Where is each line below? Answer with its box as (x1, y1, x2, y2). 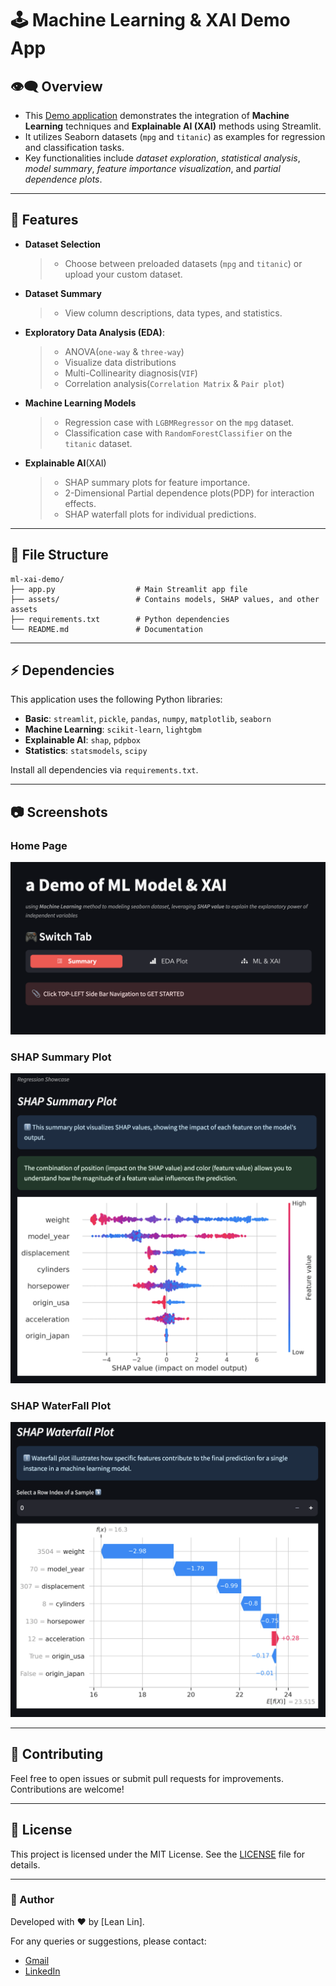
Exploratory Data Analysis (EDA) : (24, 326, 165, 338)
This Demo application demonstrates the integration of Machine (24, 110, 290, 121)
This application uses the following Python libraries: (10, 693, 223, 706)
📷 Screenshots (10, 803, 108, 821)
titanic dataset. (64, 437, 133, 449)
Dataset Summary (24, 287, 102, 299)
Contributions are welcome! (10, 1783, 125, 1795)
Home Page (10, 838, 68, 852)
